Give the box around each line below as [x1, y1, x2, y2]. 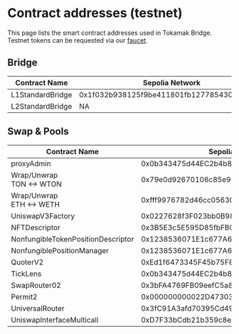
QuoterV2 [11, 257, 44, 267]
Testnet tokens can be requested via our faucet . [7, 36, 148, 44]
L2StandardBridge [11, 101, 73, 111]
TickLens [11, 269, 42, 279]
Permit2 [11, 291, 38, 301]
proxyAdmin [11, 158, 51, 168]
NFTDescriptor [11, 222, 60, 232]
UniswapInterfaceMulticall [11, 315, 99, 325]
